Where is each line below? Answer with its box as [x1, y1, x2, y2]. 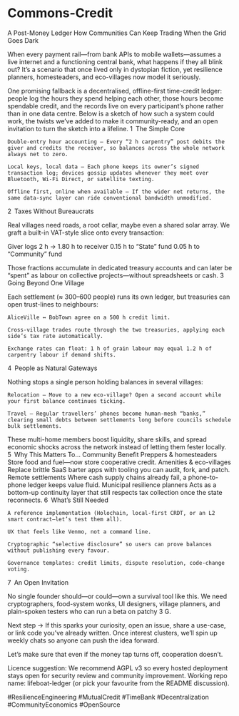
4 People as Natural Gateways [7, 364, 98, 372]
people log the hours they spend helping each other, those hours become [7, 94, 224, 103]
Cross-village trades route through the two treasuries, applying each [7, 326, 225, 333]
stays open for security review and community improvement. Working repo [7, 671, 228, 680]
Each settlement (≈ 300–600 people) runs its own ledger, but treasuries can [7, 292, 230, 301]
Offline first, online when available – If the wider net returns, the [7, 188, 225, 195]
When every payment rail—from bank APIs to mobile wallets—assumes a [7, 50, 222, 58]
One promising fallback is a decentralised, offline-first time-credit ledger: [7, 86, 223, 95]
